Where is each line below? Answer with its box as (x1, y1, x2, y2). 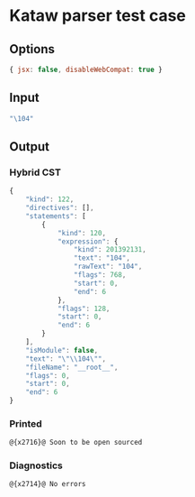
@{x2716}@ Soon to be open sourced (9, 438, 143, 447)
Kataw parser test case (9, 5, 187, 26)
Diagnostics (9, 459, 63, 472)
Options (9, 41, 56, 57)
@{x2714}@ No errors (9, 480, 87, 489)
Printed (9, 417, 42, 429)
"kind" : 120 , (57, 228, 106, 237)
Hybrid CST (9, 166, 61, 179)
